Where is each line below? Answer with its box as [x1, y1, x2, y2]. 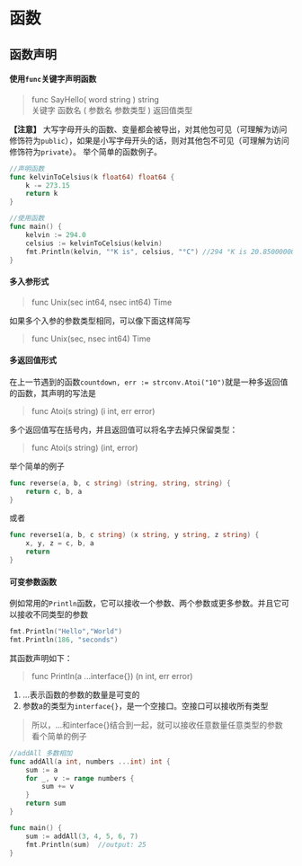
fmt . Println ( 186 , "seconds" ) [9, 635, 119, 645]
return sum [25, 799, 67, 809]
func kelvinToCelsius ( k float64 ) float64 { [9, 172, 175, 181]
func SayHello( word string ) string [31, 93, 160, 104]
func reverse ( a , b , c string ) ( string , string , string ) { [9, 478, 231, 488]
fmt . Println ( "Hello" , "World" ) [9, 627, 123, 636]
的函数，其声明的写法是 [9, 387, 96, 398]
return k [25, 190, 58, 199]
